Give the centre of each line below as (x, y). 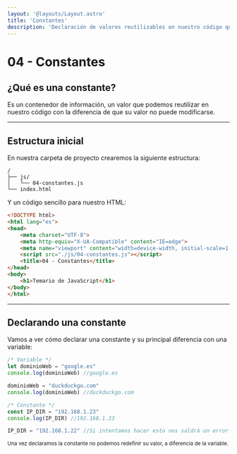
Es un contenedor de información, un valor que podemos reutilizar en (108, 105)
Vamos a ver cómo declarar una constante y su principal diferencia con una (117, 340)
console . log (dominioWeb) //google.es (63, 373)
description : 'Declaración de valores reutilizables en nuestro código (115, 27)
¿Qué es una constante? (62, 88)
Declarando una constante (67, 323)
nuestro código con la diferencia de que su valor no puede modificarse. (111, 112)
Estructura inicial (45, 141)
